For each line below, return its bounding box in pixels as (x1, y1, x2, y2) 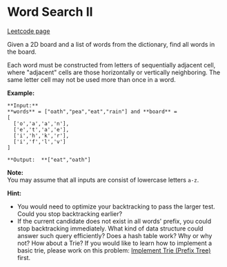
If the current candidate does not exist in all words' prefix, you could (17, 217, 212, 225)
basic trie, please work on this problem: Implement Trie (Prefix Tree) (17, 246, 211, 255)
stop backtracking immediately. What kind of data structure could (17, 224, 204, 233)
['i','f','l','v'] (13, 138, 67, 145)
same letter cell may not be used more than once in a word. (7, 75, 176, 83)
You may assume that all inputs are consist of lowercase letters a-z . (7, 175, 199, 184)
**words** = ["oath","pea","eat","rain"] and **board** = (7, 108, 177, 115)
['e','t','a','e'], (13, 126, 70, 133)
